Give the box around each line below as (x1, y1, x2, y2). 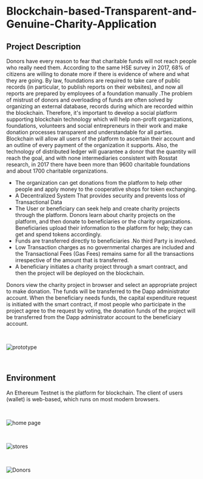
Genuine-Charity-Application (6, 17, 157, 31)
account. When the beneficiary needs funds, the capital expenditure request (6, 294, 197, 302)
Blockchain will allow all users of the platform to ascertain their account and (6, 135, 195, 142)
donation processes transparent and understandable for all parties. (6, 129, 174, 136)
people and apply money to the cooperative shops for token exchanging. (15, 185, 197, 193)
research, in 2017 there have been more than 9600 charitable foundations (6, 161, 190, 168)
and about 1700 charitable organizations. (6, 167, 108, 174)
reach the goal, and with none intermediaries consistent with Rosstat (6, 154, 178, 162)
